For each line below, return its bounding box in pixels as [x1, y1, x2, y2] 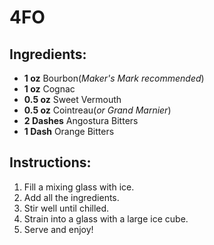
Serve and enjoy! [23, 223, 94, 235]
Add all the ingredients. [23, 191, 120, 203]
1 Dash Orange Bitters [23, 126, 115, 137]
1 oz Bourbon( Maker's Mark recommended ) [23, 72, 205, 84]
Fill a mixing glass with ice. [23, 181, 135, 193]
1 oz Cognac [23, 83, 76, 95]
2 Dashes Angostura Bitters [23, 115, 139, 126]
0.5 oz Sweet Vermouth [23, 94, 122, 105]
